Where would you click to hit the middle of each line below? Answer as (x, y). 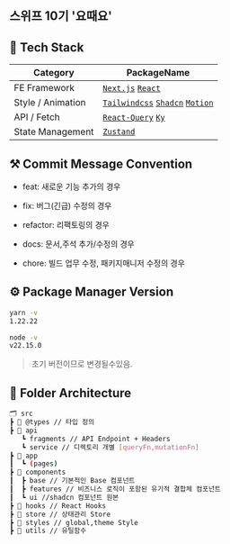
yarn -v (24, 313)
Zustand (119, 132)
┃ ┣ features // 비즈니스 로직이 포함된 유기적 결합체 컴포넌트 (115, 489)
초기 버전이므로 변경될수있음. (82, 364)
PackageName (158, 73)
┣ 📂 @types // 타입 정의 (52, 422)
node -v (24, 337)
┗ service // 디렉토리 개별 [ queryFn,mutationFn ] (110, 447)
